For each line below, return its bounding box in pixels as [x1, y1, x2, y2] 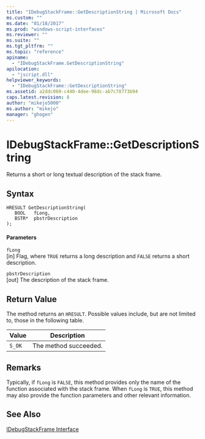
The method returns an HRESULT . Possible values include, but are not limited [6, 310, 196, 318]
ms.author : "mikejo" [6, 105, 59, 112]
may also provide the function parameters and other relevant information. [6, 391, 192, 399]
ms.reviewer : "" [6, 32, 48, 38]
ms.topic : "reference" [6, 49, 64, 55]
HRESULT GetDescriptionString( [6, 205, 86, 211]
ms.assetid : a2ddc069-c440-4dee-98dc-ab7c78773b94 [6, 89, 138, 95]
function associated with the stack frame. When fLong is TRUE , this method [6, 385, 193, 392]
